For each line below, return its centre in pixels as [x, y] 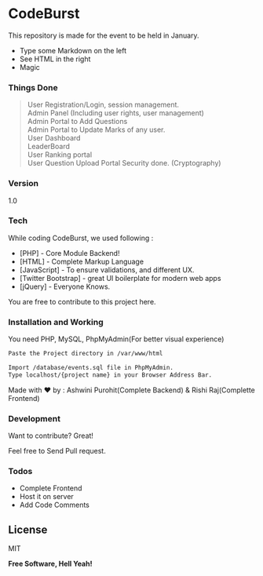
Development [35, 418]
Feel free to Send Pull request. [57, 451]
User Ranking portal [60, 155]
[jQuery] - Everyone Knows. [65, 286]
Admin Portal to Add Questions [77, 122]
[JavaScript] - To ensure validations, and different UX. [107, 270]
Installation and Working [56, 322]
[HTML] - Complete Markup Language [81, 261]
